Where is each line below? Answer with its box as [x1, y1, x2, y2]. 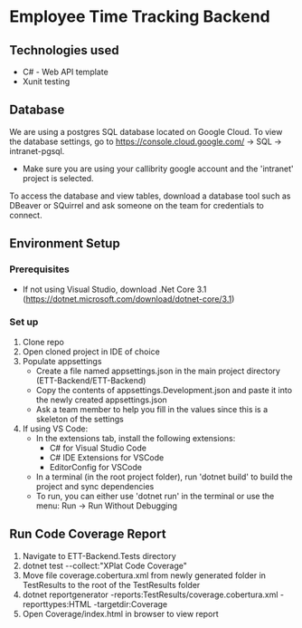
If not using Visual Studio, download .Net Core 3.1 [22, 284, 207, 295]
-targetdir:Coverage [93, 598, 168, 609]
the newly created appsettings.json [35, 394, 167, 405]
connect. [9, 209, 42, 220]
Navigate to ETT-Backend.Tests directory [22, 550, 176, 561]
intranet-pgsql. [9, 145, 65, 156]
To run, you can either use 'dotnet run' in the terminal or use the [35, 490, 275, 501]
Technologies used [9, 43, 119, 58]
